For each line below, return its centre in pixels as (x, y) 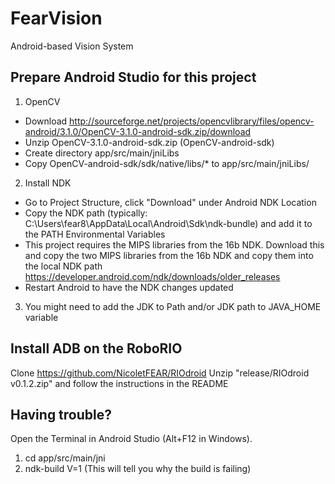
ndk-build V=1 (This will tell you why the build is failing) (138, 469)
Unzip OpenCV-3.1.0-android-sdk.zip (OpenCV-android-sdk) (149, 142)
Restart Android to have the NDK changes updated (129, 287)
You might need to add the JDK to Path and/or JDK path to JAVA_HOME (173, 306)
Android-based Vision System (72, 46)
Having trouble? (61, 414)
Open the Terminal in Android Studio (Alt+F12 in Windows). (131, 439)
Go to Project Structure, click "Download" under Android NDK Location (170, 202)
